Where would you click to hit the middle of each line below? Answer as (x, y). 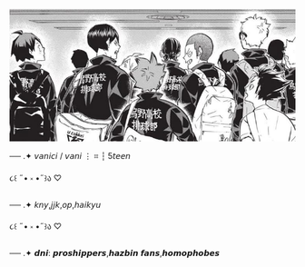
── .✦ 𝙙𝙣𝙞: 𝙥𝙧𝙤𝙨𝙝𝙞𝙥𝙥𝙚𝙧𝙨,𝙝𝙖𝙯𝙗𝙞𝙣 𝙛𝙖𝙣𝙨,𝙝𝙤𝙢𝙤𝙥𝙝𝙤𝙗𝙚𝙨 (115, 252)
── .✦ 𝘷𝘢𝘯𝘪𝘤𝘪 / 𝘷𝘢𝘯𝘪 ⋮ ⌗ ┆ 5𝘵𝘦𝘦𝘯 (70, 155)
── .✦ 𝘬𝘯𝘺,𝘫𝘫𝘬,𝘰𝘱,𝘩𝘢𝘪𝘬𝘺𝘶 (55, 204)
